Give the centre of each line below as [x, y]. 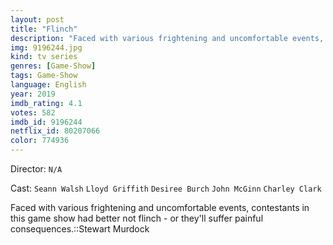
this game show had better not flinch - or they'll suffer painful [137, 218]
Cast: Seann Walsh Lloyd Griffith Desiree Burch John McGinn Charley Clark [166, 188]
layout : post [37, 19]
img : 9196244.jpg [46, 47]
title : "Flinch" [44, 29]
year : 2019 [33, 94]
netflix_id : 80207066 [55, 131]
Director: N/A [36, 169]
